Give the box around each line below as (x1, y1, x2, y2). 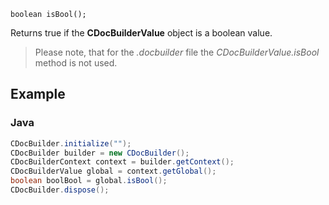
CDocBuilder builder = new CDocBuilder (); (10, 148, 190, 158)
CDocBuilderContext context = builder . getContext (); (10, 157, 235, 167)
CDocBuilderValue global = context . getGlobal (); (10, 166, 217, 177)
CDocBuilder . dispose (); (10, 185, 110, 195)
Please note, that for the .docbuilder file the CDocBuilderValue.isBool (34, 46, 320, 58)
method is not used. (34, 57, 118, 69)
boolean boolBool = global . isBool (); (10, 176, 168, 186)
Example (10, 86, 66, 103)
